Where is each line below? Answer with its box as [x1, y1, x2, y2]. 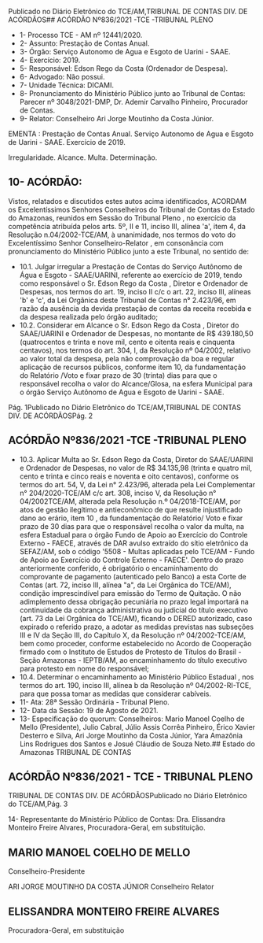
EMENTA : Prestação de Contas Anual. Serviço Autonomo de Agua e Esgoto [8, 129, 254, 139]
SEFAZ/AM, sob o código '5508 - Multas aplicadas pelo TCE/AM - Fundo [19, 546, 255, 556]
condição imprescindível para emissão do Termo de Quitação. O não [19, 588, 242, 597]
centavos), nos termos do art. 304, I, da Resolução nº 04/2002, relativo [19, 346, 251, 355]
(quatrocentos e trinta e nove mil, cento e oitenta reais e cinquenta [19, 337, 236, 346]
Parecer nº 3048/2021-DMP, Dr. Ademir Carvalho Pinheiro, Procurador [19, 98, 249, 106]
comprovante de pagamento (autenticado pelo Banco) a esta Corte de [19, 571, 247, 581]
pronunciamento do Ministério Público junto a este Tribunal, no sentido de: [8, 246, 250, 256]
